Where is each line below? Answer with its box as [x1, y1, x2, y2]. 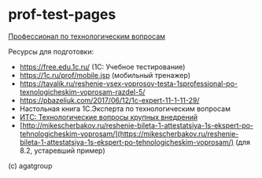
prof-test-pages [8, 6, 116, 24]
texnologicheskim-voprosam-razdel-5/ [19, 87, 146, 96]
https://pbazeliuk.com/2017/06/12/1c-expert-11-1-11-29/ [19, 95, 200, 105]
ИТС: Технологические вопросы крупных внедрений [19, 112, 198, 121]
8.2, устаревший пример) [19, 146, 106, 155]
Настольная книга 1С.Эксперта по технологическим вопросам [19, 104, 231, 113]
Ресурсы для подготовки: [8, 46, 94, 56]
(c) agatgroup [8, 161, 53, 170]
